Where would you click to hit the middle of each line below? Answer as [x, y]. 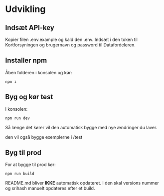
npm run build [20, 174]
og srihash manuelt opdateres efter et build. [50, 189]
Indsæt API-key [30, 28]
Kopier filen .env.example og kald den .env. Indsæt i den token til [72, 39]
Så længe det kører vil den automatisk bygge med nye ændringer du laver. [81, 127]
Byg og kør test [29, 97]
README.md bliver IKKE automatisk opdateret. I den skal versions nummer [82, 183]
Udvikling [25, 9]
